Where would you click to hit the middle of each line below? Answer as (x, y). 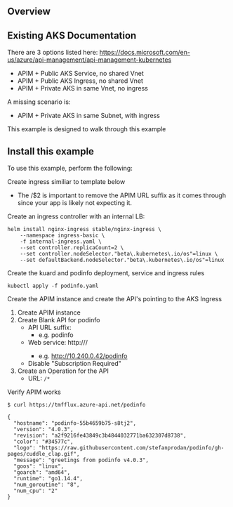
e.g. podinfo (56, 335)
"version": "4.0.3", (44, 430)
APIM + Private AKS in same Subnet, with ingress (88, 116)
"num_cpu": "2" (36, 491)
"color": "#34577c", (44, 442)
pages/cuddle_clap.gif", (44, 454)
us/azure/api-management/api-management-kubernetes (89, 60)
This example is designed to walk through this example (87, 129)
